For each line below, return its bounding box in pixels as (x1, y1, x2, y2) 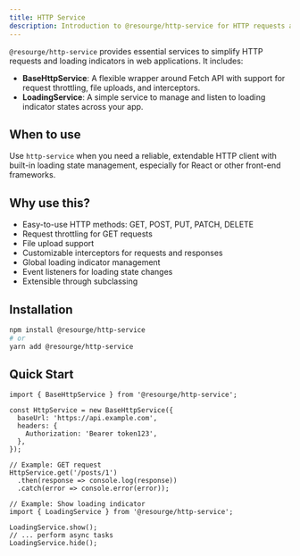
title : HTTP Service (9, 12, 87, 22)
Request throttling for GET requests (21, 228, 154, 239)
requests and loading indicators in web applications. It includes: (9, 55, 244, 66)
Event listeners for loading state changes (21, 267, 173, 278)
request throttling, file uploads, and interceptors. (21, 82, 201, 93)
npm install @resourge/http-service (9, 325, 146, 335)
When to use (9, 127, 82, 142)
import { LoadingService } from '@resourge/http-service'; (9, 508, 234, 517)
